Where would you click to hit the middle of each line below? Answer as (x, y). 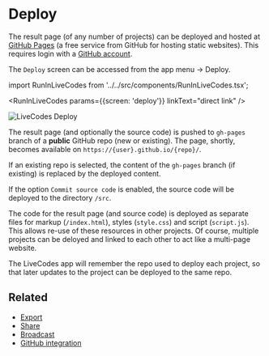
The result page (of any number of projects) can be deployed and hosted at (134, 36)
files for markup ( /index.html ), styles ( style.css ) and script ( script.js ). (129, 222)
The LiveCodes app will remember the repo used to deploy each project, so (134, 263)
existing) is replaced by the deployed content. (85, 173)
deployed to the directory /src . (60, 197)
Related (28, 297)
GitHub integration (51, 343)
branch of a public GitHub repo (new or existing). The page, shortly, (122, 140)
